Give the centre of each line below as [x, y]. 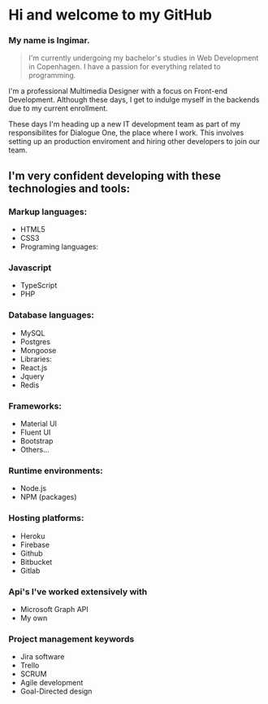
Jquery [32, 376]
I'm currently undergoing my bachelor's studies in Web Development [143, 58]
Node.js [33, 488]
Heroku [32, 536]
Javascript [30, 268]
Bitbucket [36, 562]
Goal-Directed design [56, 691]
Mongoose [38, 350]
